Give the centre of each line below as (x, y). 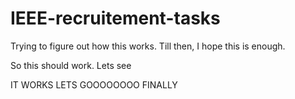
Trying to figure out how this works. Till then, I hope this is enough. (148, 46)
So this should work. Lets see (71, 65)
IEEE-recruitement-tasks (115, 18)
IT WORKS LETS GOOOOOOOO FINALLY (94, 84)
